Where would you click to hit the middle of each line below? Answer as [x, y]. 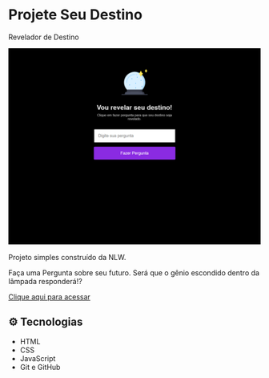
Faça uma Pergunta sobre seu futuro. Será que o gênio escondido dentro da [134, 272]
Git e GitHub [40, 367]
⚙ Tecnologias [46, 322]
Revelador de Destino [44, 37]
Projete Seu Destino [75, 15]
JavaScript [38, 358]
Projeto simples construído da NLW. [67, 257]
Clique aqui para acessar [49, 297]
